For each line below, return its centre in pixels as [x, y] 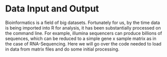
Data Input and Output [52, 9]
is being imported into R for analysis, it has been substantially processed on [83, 27]
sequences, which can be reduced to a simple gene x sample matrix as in [81, 38]
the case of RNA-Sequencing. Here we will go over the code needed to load [83, 43]
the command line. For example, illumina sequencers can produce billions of [84, 33]
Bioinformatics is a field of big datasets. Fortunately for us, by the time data [82, 22]
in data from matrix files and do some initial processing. [62, 49]
